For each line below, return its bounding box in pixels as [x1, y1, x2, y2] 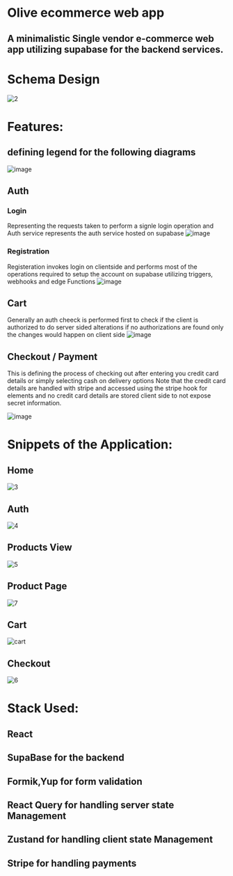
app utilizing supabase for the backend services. [7, 43, 224, 55]
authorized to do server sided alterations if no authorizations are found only [7, 323, 224, 331]
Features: [7, 118, 64, 134]
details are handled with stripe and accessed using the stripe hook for [7, 384, 207, 393]
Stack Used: [7, 701, 79, 717]
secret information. [7, 399, 62, 407]
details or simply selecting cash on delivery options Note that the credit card [7, 377, 226, 385]
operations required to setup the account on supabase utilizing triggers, [7, 269, 214, 278]
